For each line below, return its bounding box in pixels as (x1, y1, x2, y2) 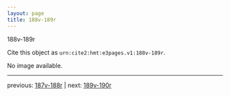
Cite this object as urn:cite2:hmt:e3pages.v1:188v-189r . (7, 48, 166, 57)
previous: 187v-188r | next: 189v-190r (7, 81, 112, 89)
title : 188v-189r (7, 16, 57, 23)
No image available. (7, 61, 63, 69)
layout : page (7, 10, 44, 17)
